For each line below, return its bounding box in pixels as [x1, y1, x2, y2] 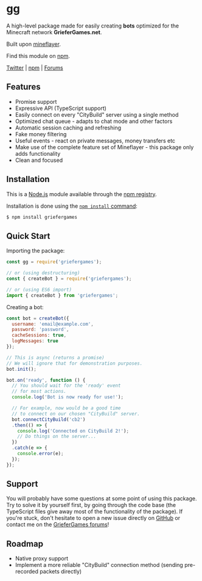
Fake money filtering [15, 130, 67, 137]
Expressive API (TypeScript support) [15, 104, 106, 112]
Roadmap [6, 538, 44, 549]
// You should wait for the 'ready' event [12, 382, 121, 389]
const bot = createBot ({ [6, 315, 69, 321]
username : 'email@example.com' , [12, 321, 94, 327]
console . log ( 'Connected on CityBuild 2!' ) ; [17, 428, 130, 434]
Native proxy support [15, 555, 69, 562]
